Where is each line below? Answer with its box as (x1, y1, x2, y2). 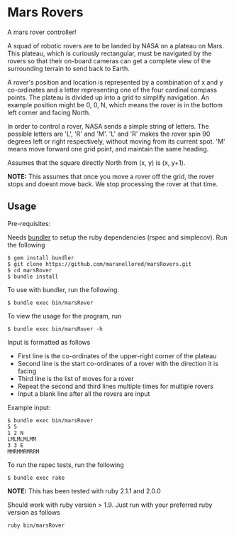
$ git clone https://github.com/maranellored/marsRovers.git (7, 260, 192, 267)
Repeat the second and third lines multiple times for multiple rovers (17, 382, 214, 390)
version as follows (7, 508, 60, 516)
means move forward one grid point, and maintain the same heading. (7, 144, 209, 153)
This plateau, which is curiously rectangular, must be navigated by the (7, 49, 212, 58)
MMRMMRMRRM (7, 448, 40, 455)
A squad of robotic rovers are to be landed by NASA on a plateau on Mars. (7, 41, 225, 50)
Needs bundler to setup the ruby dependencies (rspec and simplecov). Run (7, 232, 228, 242)
